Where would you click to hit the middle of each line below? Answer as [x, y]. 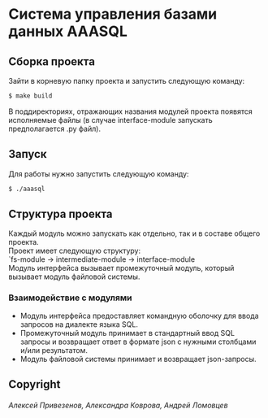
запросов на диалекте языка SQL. [79, 324]
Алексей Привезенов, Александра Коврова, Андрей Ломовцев [119, 405]
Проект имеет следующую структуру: [74, 251]
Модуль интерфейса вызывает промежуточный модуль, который [121, 268]
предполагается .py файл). [55, 128]
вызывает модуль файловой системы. [74, 276]
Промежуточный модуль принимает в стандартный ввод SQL [128, 333]
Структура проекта [61, 213]
